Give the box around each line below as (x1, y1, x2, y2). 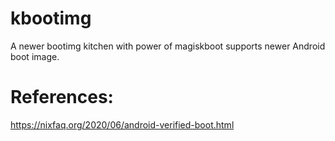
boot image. (10, 50, 60, 62)
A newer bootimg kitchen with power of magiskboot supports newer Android (10, 40, 326, 52)
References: (10, 86, 114, 109)
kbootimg (10, 7, 92, 30)
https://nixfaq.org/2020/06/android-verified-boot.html (10, 118, 235, 131)
